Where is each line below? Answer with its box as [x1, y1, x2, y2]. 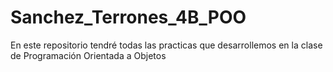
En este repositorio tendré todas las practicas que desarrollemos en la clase [10, 39, 323, 51]
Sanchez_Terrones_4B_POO [10, 6, 247, 29]
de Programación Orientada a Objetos [10, 49, 167, 61]
